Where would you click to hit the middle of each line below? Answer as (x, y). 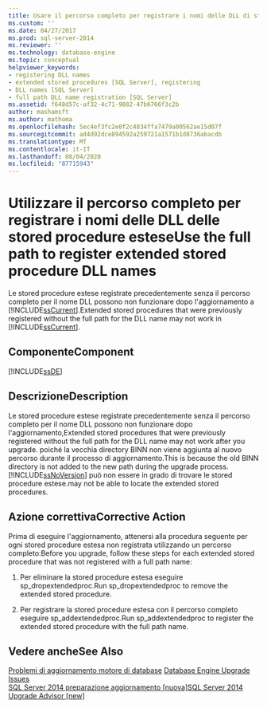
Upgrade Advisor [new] (46, 696)
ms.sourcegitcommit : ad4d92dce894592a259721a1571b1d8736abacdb (115, 134)
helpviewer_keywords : (44, 68)
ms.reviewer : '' (35, 45)
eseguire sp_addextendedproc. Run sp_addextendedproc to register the (137, 618)
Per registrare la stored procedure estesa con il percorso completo (129, 609)
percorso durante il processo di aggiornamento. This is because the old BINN (133, 458)
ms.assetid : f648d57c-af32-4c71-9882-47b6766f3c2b (94, 104)
